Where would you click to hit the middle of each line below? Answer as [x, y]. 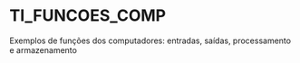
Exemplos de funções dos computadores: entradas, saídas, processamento [150, 40]
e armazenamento [43, 49]
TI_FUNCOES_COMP [87, 16]
